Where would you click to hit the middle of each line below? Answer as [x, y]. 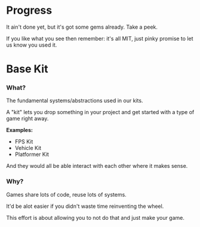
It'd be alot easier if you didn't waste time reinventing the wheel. [85, 206]
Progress [29, 10]
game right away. [27, 119]
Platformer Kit [32, 154]
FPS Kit [24, 142]
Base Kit [27, 69]
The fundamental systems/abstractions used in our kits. [75, 101]
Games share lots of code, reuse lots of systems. [66, 194]
